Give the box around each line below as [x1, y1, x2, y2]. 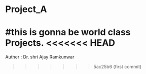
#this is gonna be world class [5, 27, 131, 38]
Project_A [5, 4, 47, 15]
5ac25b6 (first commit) [93, 64, 142, 70]
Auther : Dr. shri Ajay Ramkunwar [5, 54, 75, 60]
